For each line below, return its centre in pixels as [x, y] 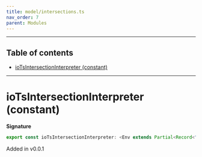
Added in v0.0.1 [25, 149]
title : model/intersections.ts [45, 12]
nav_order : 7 [23, 17]
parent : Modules [26, 23]
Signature [19, 126]
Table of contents [40, 52]
